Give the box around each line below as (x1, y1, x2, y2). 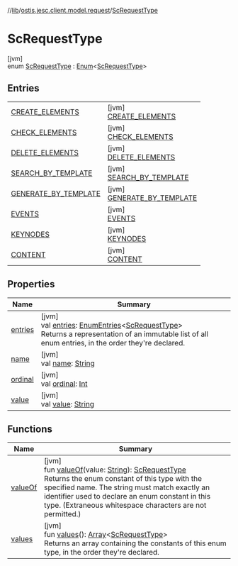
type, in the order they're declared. (43, 548, 159, 557)
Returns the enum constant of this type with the (43, 474, 203, 484)
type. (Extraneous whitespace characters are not (43, 500, 207, 510)
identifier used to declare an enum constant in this (43, 492, 211, 501)
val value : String (40, 399, 94, 409)
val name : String (40, 358, 96, 368)
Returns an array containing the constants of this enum (43, 538, 227, 548)
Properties (7, 278, 55, 290)
